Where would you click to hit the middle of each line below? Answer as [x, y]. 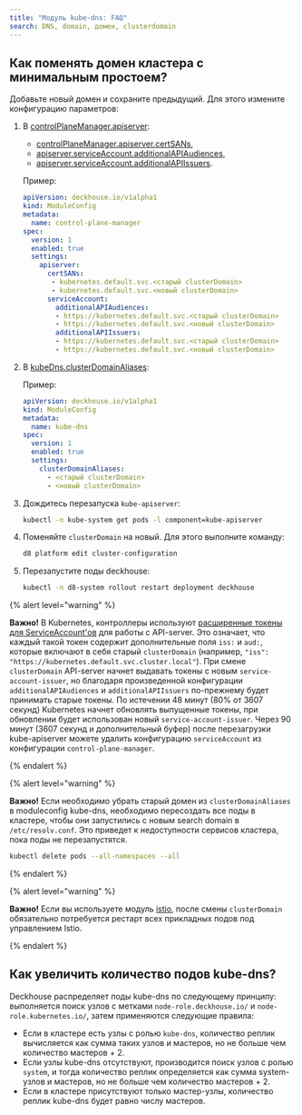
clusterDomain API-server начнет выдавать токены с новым [123, 671]
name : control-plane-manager [86, 223]
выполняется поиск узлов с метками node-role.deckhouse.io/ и [132, 1006]
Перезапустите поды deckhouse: [86, 571]
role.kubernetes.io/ [49, 1016]
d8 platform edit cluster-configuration [100, 554]
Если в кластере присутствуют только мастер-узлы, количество [148, 1090]
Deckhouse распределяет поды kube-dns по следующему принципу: [143, 996]
